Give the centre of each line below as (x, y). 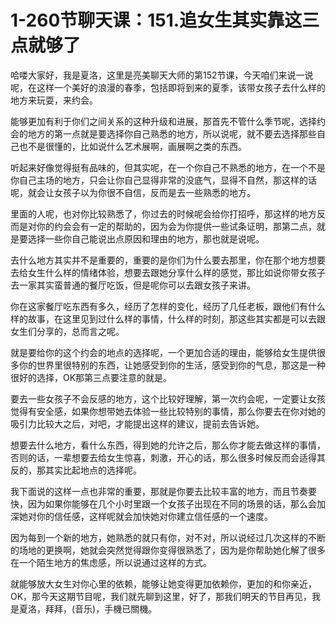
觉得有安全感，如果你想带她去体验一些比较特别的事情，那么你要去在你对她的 (168, 411)
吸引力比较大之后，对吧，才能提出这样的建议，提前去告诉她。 (137, 423)
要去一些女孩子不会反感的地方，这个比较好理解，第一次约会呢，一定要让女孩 (168, 398)
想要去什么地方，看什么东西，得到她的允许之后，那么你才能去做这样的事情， (168, 445)
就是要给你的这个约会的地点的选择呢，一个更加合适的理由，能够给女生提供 (163, 352)
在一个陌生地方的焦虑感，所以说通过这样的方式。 (111, 562)
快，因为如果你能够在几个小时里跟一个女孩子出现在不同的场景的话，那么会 (163, 503)
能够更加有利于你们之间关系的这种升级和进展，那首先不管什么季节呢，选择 (163, 121)
